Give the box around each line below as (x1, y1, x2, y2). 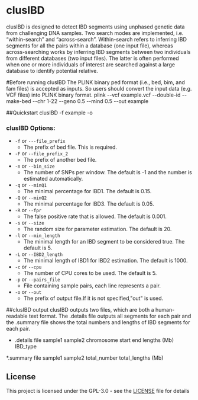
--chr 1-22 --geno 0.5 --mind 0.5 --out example (32, 97, 149, 104)
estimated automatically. (23, 175, 83, 183)
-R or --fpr (14, 207, 42, 214)
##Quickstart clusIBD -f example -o (6, 109, 93, 116)
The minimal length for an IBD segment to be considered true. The (23, 238, 185, 245)
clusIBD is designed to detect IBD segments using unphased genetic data (6, 23, 185, 30)
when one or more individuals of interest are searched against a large (6, 60, 176, 68)
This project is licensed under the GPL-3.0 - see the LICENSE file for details (6, 388, 190, 395)
